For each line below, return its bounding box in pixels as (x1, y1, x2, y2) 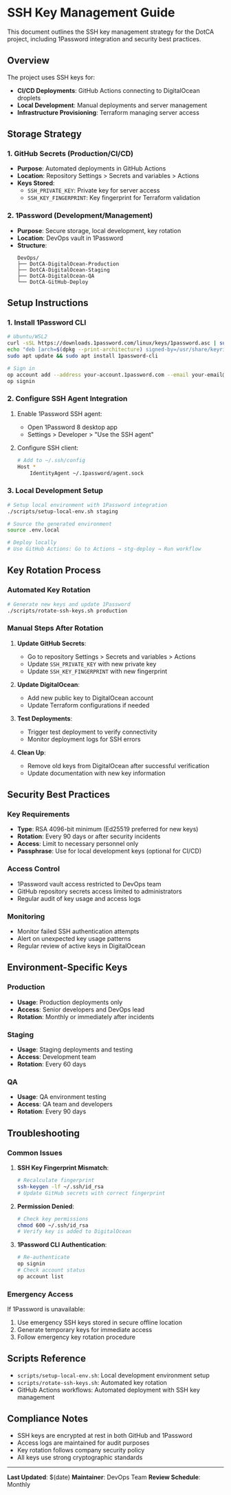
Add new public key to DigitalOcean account (27, 693, 153, 702)
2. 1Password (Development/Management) (7, 211, 153, 221)
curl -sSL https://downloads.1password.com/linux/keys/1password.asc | (7, 340, 217, 347)
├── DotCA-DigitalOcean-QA (16, 272, 95, 279)
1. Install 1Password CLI (7, 318, 87, 327)
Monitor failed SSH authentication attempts (16, 927, 140, 936)
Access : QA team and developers (16, 1100, 113, 1109)
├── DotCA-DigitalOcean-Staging (16, 266, 110, 273)
